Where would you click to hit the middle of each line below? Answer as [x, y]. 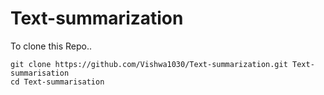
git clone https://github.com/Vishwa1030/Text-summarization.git [149, 64]
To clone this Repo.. [51, 46]
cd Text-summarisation [57, 82]
